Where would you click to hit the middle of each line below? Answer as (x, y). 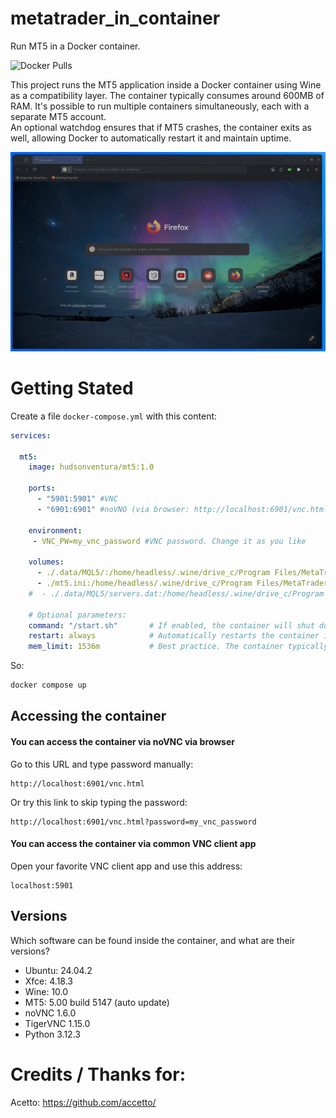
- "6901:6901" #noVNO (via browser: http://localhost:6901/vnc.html (182, 509)
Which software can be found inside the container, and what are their (153, 940)
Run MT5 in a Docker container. (75, 46)
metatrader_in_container (115, 18)
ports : (42, 488)
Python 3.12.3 (52, 1034)
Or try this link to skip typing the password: (99, 802)
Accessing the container (88, 716)
